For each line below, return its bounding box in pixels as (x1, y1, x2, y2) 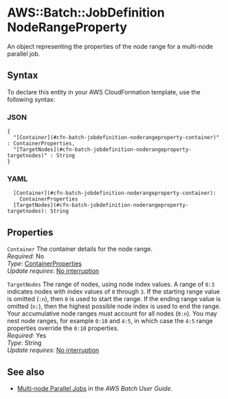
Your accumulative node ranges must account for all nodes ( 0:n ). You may (7, 309, 218, 318)
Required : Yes (7, 331, 47, 340)
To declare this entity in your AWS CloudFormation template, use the (7, 88, 201, 96)
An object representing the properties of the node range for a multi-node (7, 42, 214, 50)
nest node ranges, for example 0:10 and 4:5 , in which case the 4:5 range (7, 317, 213, 325)
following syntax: (7, 95, 56, 103)
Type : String (7, 339, 42, 347)
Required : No (7, 252, 45, 260)
